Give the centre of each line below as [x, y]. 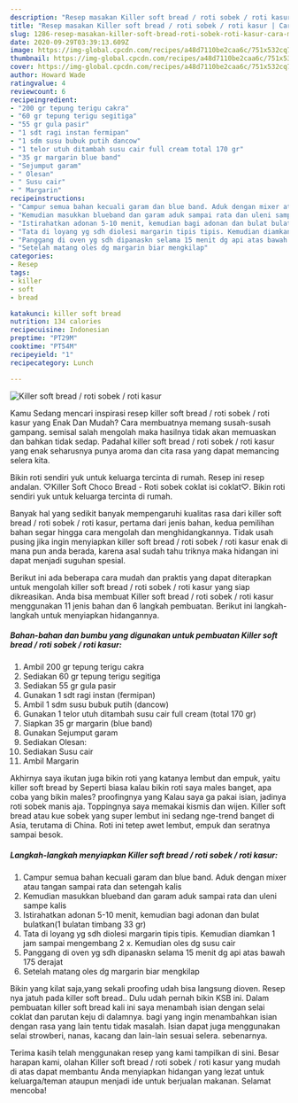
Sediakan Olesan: [55, 742]
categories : [32, 256]
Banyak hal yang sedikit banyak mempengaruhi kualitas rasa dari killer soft [146, 513]
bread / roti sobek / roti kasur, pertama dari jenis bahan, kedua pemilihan [142, 523]
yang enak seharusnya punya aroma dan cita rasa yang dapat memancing [145, 451]
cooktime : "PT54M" [44, 346]
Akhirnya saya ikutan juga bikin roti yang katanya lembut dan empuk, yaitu [145, 778]
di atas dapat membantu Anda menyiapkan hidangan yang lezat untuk [137, 1072]
